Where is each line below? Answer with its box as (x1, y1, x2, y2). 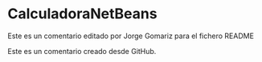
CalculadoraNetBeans (7, 5, 158, 23)
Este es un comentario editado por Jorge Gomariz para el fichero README (7, 31, 255, 41)
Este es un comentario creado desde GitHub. (7, 46, 157, 56)
